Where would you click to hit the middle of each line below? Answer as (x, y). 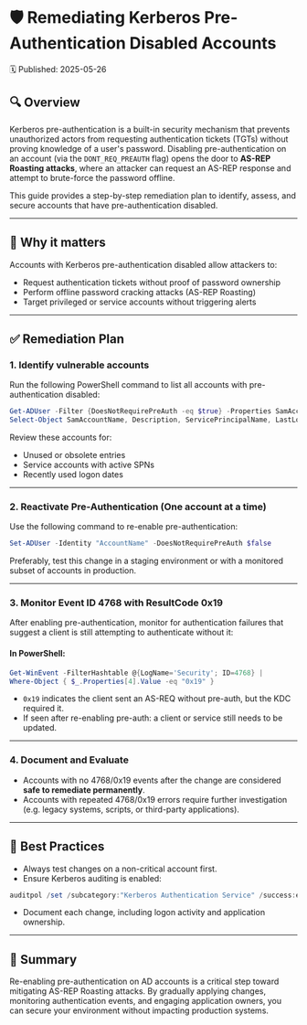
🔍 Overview (45, 103)
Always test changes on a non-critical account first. (120, 869)
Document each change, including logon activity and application (144, 913)
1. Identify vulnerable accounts (79, 365)
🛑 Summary (43, 960)
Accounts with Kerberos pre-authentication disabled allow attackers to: (143, 264)
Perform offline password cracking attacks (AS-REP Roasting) (139, 292)
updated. (40, 728)
